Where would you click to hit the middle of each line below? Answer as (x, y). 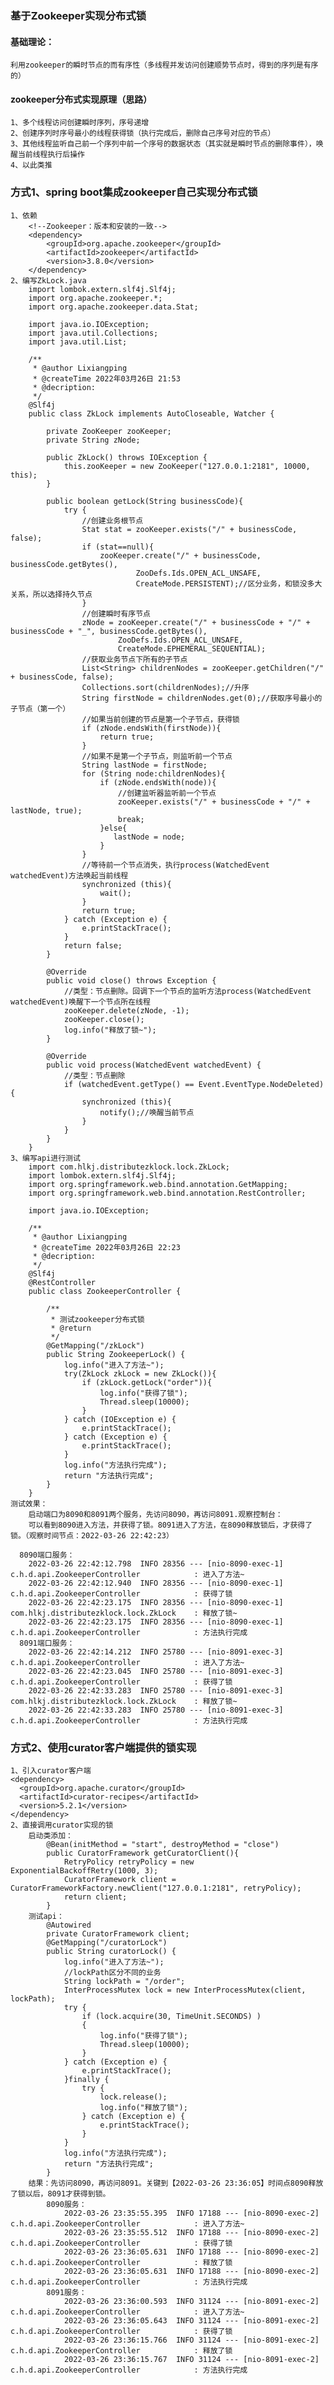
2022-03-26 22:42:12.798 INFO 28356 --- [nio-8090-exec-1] (156, 1563)
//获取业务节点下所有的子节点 (134, 659)
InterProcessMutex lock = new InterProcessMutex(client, (185, 1990)
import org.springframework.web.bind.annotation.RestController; (167, 1193)
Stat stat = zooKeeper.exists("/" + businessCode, (189, 529)
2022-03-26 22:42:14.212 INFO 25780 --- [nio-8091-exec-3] (156, 1652)
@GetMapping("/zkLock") (95, 1345)
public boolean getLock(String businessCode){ (145, 501)
